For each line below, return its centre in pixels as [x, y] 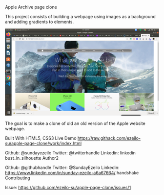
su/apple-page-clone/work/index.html [43, 143]
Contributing [18, 178]
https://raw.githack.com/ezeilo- [109, 138]
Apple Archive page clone [31, 7]
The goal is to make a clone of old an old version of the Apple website [75, 123]
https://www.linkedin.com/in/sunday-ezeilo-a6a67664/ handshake [72, 172]
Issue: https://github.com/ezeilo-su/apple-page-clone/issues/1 [68, 187]
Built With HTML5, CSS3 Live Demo [41, 138]
